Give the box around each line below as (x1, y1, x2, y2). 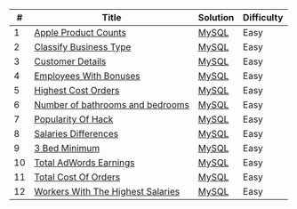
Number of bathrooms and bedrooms (34, 99, 189, 110)
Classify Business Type (34, 41, 132, 52)
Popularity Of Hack (34, 113, 114, 125)
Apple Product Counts (34, 27, 127, 38)
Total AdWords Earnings (34, 157, 135, 168)
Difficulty (243, 12, 284, 23)
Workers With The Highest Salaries (34, 186, 181, 197)
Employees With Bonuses (34, 70, 140, 82)
